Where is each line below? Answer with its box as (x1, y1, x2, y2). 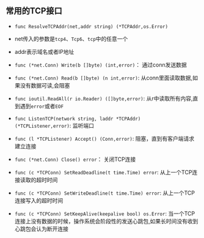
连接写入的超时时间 (14, 196, 64, 204)
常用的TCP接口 (5, 6, 62, 17)
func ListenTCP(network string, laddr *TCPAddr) (14, 116, 141, 122)
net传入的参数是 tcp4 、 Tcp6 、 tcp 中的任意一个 (14, 35, 128, 42)
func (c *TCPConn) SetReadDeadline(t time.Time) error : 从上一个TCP (14, 168, 192, 176)
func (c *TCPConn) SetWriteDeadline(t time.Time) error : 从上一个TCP (14, 189, 195, 196)
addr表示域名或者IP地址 (14, 48, 75, 55)
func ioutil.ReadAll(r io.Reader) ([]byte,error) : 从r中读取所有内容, (14, 94, 193, 102)
